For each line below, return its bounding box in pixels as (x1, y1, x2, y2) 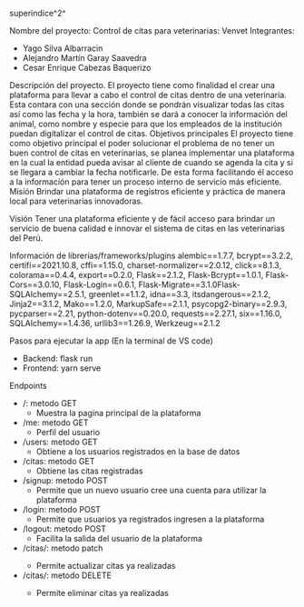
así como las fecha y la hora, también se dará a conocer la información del (9, 109, 288, 119)
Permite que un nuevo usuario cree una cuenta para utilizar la (35, 485, 267, 495)
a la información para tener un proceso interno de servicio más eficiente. (9, 176, 282, 187)
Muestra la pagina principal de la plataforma (35, 408, 201, 418)
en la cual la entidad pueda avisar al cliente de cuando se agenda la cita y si (9, 157, 293, 167)
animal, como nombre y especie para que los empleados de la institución (9, 118, 283, 129)
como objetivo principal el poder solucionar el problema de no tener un (9, 138, 275, 148)
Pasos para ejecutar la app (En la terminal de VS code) (9, 335, 213, 346)
